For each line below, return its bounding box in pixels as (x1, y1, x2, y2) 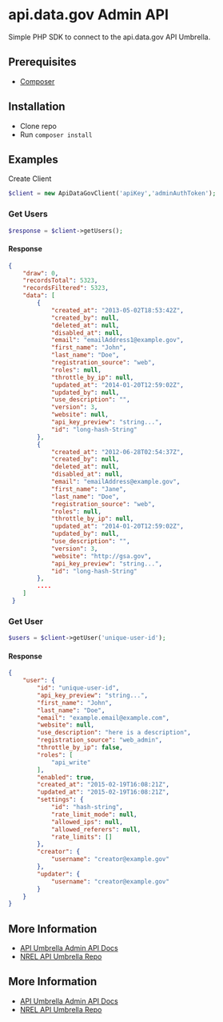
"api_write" (50, 758, 91, 766)
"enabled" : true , (37, 773, 94, 782)
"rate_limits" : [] (50, 833, 113, 841)
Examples (8, 152, 58, 166)
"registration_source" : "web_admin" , (37, 736, 162, 744)
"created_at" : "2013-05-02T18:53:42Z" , (50, 306, 184, 314)
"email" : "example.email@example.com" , (37, 714, 170, 722)
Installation (8, 100, 66, 114)
